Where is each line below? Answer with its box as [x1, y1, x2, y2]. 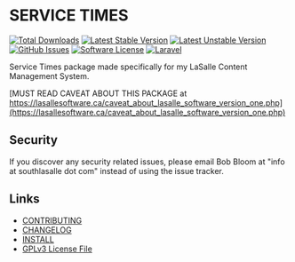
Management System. [9, 70, 90, 81]
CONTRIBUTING [21, 215, 83, 226]
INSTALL [21, 234, 55, 244]
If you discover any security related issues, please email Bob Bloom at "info [9, 156, 286, 167]
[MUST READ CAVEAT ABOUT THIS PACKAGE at [9, 88, 187, 99]
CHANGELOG [21, 224, 73, 235]
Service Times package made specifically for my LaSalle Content [9, 61, 248, 72]
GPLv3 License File [21, 243, 93, 254]
